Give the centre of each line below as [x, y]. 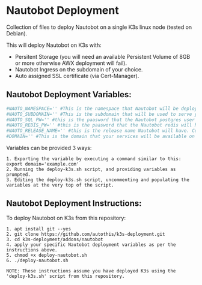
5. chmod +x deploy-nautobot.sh [47, 255]
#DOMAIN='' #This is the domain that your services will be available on [101, 136]
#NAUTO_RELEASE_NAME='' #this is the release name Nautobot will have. [98, 131]
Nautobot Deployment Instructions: [74, 204]
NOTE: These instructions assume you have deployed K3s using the [91, 271]
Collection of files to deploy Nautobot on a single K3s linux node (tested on [99, 27]
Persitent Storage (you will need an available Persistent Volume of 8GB [103, 56]
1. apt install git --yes [38, 229]
